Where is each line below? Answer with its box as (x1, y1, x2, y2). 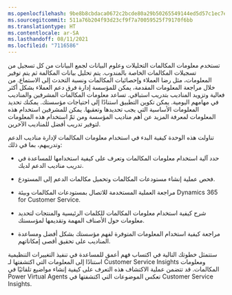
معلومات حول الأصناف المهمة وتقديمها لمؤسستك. (17, 216, 145, 225)
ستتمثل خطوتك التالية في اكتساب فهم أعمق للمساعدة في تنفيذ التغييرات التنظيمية (8, 250, 218, 258)
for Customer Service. (17, 196, 81, 204)
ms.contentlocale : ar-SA (8, 29, 79, 37)
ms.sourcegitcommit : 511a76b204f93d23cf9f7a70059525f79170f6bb (8, 17, 193, 23)
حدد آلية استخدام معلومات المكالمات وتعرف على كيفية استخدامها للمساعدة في (17, 154, 220, 162)
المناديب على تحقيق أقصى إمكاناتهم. (17, 237, 111, 245)
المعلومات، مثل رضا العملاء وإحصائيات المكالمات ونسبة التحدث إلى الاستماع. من (8, 76, 212, 84)
